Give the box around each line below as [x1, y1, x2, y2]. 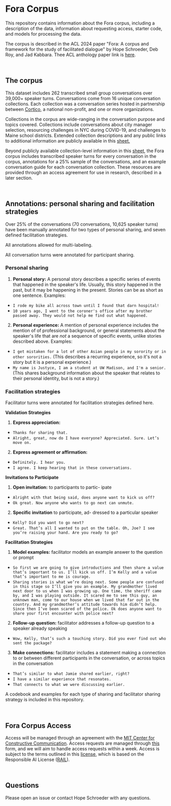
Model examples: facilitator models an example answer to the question [12, 549, 163, 555]
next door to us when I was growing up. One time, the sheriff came [12, 588, 162, 594]
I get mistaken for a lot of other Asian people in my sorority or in [12, 349, 166, 354]
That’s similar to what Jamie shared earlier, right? [12, 671, 130, 677]
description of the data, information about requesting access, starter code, [5, 25, 162, 31]
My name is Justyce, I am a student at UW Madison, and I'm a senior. [12, 365, 166, 370]
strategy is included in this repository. [5, 697, 85, 703]
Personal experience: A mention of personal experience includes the [12, 322, 159, 328]
